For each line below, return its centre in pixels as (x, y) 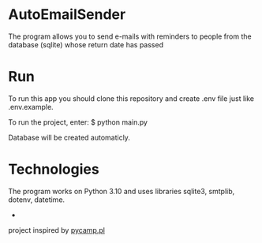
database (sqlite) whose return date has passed (86, 44)
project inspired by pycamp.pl (56, 230)
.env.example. (31, 107)
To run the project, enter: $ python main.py (78, 122)
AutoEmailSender (67, 15)
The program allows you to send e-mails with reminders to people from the (130, 36)
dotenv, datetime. (37, 200)
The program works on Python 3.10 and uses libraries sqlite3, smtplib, (122, 191)
